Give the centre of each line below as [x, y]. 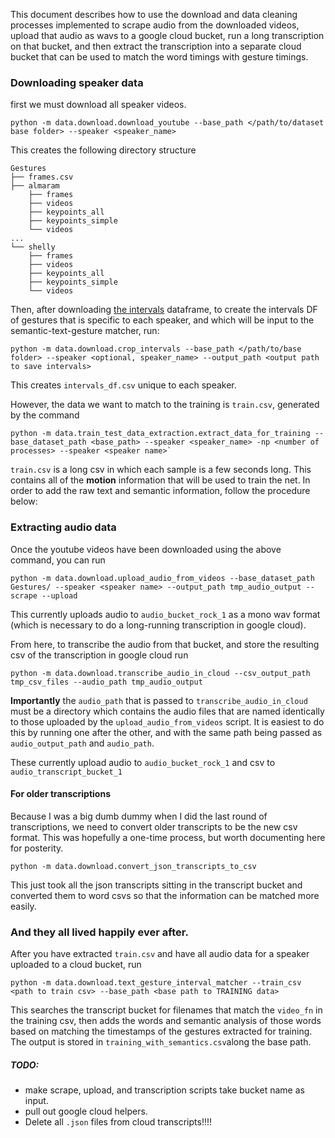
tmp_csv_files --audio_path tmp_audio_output [106, 682]
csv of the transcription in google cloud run [99, 655]
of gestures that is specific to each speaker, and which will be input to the [162, 320]
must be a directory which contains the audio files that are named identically [167, 711]
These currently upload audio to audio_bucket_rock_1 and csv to [143, 762]
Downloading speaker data [77, 82]
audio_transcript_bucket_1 [66, 772]
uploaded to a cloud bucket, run [76, 965]
